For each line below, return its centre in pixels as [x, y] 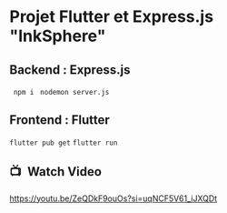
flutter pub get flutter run [64, 143]
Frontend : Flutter [60, 120]
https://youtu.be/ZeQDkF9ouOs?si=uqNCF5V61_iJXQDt [113, 198]
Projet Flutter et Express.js [112, 17]
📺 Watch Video [56, 172]
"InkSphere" [58, 36]
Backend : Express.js [70, 70]
